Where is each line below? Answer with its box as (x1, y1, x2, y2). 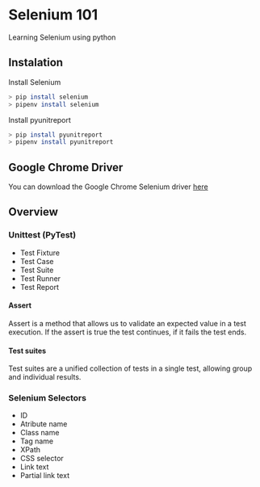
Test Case (19, 256, 54, 266)
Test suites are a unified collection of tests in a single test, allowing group (8, 363, 253, 373)
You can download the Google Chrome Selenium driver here (8, 182, 208, 191)
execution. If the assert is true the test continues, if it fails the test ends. (8, 327, 247, 337)
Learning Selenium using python (8, 32, 116, 42)
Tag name (19, 436, 54, 446)
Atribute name (19, 419, 68, 429)
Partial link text (19, 471, 70, 481)
